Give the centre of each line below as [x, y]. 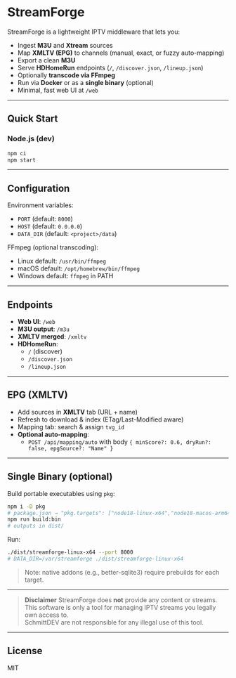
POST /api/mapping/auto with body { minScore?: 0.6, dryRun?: [120, 442]
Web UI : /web [36, 321]
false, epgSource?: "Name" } [71, 448]
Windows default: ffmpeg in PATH [65, 276]
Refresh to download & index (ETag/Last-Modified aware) [100, 419]
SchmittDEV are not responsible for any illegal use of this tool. [114, 622]
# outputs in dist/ [36, 526]
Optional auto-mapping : [53, 434]
